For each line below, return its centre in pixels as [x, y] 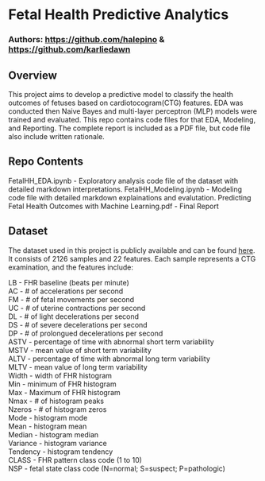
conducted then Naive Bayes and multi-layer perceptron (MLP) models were [133, 111]
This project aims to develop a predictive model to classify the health [121, 94]
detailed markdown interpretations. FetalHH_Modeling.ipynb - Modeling [125, 189]
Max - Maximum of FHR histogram [64, 392]
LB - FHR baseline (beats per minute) [69, 282]
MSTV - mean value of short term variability [80, 350]
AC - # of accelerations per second [66, 291]
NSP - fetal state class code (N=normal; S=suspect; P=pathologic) [117, 468]
